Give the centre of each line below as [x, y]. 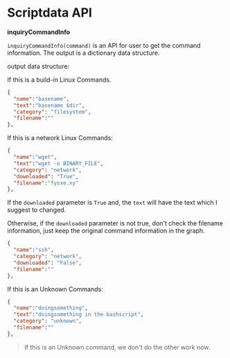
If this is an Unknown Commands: [55, 289]
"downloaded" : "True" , [46, 176]
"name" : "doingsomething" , [51, 308]
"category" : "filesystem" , [52, 112]
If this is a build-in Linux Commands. [59, 79]
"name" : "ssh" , [34, 250]
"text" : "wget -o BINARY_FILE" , [59, 163]
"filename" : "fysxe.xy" [46, 183]
